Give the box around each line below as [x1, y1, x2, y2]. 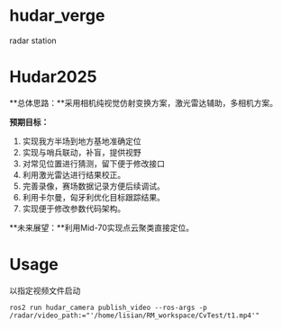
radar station [9, 35, 57, 46]
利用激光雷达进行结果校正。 [22, 169, 126, 180]
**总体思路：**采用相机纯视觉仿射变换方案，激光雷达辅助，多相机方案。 [9, 97, 278, 108]
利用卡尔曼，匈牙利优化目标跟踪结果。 [22, 191, 165, 202]
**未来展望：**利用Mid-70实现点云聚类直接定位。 [9, 222, 195, 233]
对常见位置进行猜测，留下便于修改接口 [22, 158, 165, 169]
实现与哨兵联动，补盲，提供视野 [22, 147, 141, 157]
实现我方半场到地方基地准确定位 [22, 136, 141, 147]
